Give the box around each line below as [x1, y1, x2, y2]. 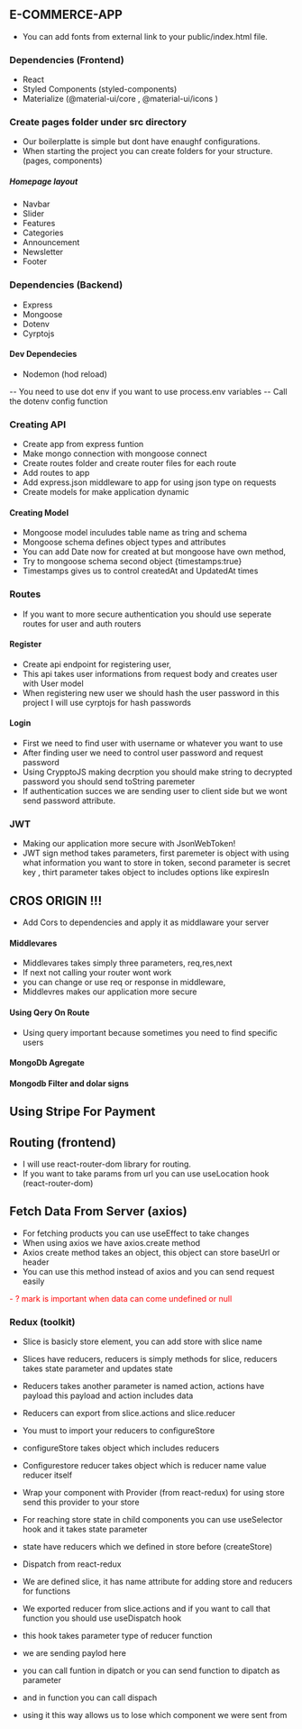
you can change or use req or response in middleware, [22, 977, 226, 988]
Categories [22, 227, 64, 238]
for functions [22, 1586, 70, 1596]
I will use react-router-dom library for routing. [22, 1158, 192, 1169]
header [22, 1257, 50, 1267]
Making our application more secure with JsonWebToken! [22, 838, 236, 849]
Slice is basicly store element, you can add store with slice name [22, 1336, 263, 1347]
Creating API [9, 418, 66, 431]
